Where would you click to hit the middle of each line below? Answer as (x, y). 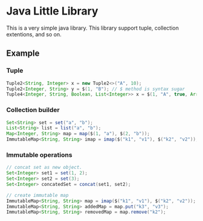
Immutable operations (39, 154)
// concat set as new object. (44, 168)
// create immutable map (37, 195)
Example (23, 54)
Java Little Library (52, 11)
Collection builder (33, 110)
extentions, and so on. (34, 34)
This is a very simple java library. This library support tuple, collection (93, 28)
